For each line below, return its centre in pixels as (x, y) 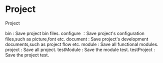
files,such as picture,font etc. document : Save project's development (77, 39)
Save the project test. (27, 55)
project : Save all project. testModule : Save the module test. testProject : (80, 49)
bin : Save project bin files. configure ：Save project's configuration (75, 33)
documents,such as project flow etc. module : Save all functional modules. (82, 44)
